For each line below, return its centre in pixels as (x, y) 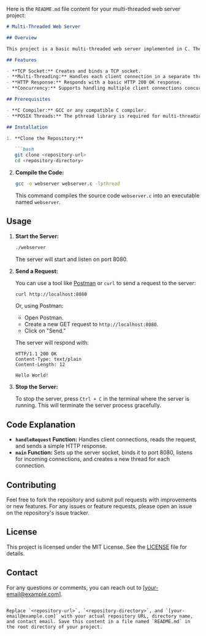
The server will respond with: (52, 343)
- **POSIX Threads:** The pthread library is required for (83, 116)
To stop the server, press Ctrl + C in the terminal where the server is (102, 399)
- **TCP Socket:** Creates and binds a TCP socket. (74, 71)
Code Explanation (41, 424)
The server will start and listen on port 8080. (71, 259)
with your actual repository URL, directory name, (127, 616)
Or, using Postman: (39, 306)
